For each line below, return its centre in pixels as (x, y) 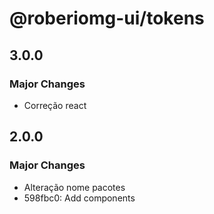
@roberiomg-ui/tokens (107, 18)
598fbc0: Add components (79, 198)
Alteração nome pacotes (74, 187)
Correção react (55, 105)
